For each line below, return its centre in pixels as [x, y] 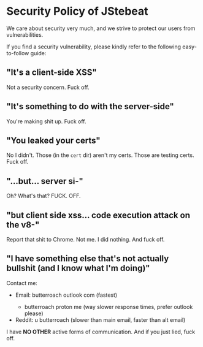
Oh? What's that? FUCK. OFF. [44, 196]
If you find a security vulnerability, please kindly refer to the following [94, 47]
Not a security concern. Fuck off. [48, 87]
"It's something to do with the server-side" [90, 106]
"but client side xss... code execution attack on [98, 215]
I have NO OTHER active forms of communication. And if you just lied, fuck [101, 332]
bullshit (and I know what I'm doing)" [78, 268]
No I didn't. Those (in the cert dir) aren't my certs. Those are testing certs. [100, 155]
